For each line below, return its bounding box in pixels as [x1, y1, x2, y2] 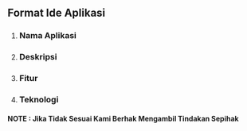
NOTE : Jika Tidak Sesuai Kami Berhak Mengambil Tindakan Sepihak [7, 114, 240, 123]
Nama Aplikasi [18, 30, 77, 41]
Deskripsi [18, 52, 57, 63]
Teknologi [18, 94, 59, 106]
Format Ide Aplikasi [7, 6, 106, 20]
